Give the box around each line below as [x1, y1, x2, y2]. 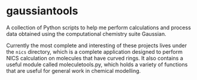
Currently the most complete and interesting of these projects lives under [6, 42, 187, 49]
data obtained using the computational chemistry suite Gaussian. [6, 30, 166, 37]
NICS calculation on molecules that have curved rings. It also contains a [6, 54, 184, 61]
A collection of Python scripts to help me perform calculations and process [6, 24, 192, 31]
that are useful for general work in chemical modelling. [6, 67, 141, 74]
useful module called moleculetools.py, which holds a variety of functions [6, 61, 188, 68]
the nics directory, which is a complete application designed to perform [6, 48, 183, 55]
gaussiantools [6, 4, 78, 18]
